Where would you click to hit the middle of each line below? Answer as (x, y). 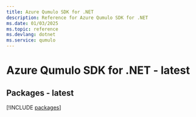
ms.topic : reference (33, 29)
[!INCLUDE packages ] (34, 108)
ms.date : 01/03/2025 (33, 23)
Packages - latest (40, 93)
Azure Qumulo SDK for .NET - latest (98, 70)
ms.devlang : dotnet (31, 35)
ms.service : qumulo (31, 40)
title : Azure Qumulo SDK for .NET (50, 12)
